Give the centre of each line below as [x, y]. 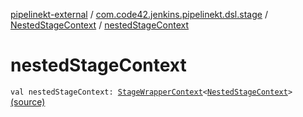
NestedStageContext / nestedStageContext [100, 25]
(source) [28, 101]
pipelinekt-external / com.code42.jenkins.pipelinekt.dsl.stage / [139, 14]
